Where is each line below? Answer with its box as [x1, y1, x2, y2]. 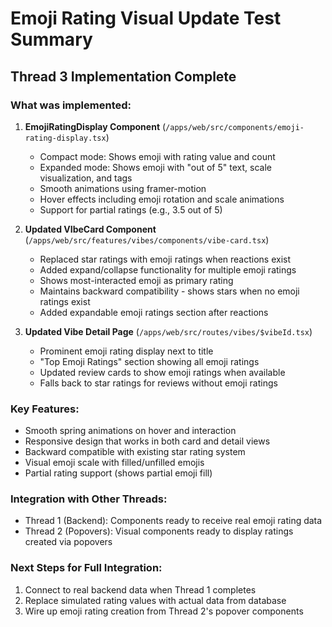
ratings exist [39, 295, 91, 307]
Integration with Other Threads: [10, 492, 168, 506]
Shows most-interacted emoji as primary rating [39, 274, 234, 286]
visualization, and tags [39, 172, 133, 184]
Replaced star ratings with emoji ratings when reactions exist [39, 253, 292, 265]
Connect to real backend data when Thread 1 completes [24, 583, 257, 596]
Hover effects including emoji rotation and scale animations [39, 193, 285, 205]
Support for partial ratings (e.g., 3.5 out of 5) [39, 203, 223, 216]
